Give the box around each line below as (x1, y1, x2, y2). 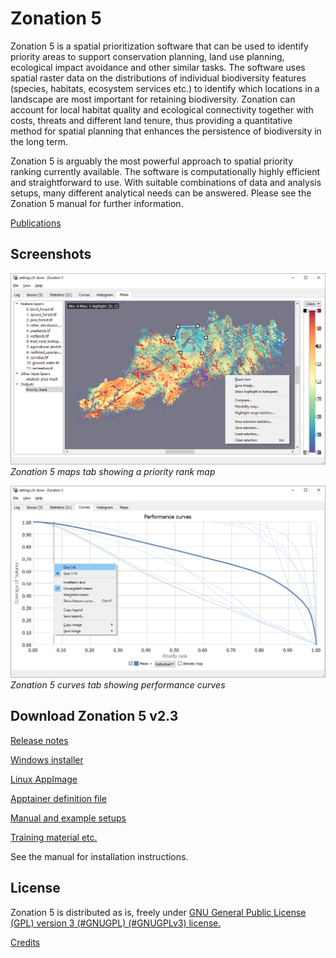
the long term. (10, 135, 68, 147)
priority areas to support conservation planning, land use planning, (10, 50, 285, 62)
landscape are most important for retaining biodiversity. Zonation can (10, 93, 296, 105)
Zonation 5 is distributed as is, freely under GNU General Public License (10, 906, 307, 918)
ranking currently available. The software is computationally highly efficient (10, 165, 321, 177)
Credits (10, 936, 41, 948)
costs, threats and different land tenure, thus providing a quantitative (10, 114, 293, 126)
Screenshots (10, 246, 92, 263)
